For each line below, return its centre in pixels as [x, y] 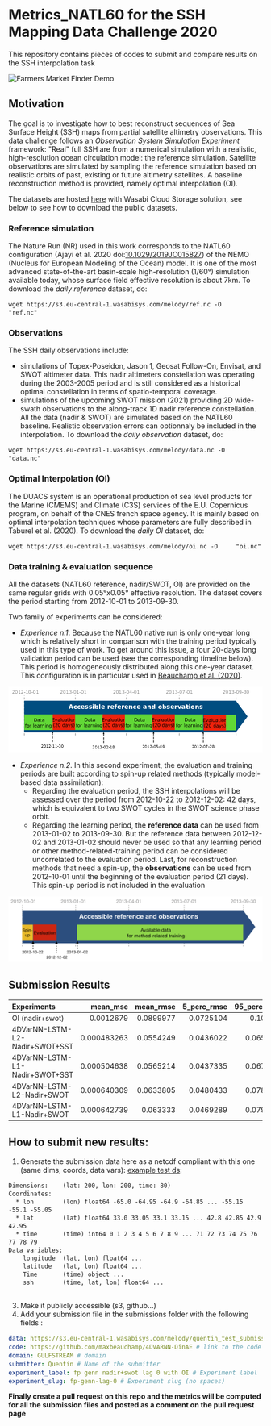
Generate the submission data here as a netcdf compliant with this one [138, 1161]
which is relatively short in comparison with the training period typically [138, 641]
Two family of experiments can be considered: [85, 617]
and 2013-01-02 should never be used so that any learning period [152, 842]
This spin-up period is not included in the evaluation [119, 885]
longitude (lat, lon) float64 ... [83, 1259]
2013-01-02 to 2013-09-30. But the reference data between [131, 833]
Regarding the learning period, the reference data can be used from [146, 825]
